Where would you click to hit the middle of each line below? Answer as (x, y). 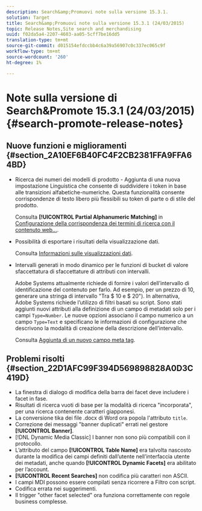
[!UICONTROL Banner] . (44, 431)
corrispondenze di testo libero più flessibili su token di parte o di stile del (105, 199)
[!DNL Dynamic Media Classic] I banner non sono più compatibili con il (103, 437)
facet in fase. (31, 399)
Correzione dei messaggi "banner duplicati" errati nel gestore (91, 424)
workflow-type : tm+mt (33, 51)
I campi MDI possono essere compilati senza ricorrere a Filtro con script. (105, 483)
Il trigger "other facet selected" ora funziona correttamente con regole (102, 495)
